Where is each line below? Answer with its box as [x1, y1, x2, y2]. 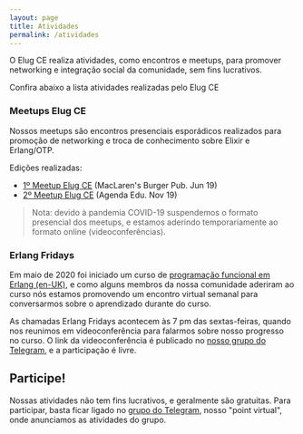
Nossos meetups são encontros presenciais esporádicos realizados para [9, 125, 282, 136]
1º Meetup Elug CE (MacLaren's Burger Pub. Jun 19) [22, 179, 218, 190]
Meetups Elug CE [9, 105, 87, 118]
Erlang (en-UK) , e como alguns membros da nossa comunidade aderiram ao [9, 278, 295, 290]
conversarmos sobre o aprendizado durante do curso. [9, 298, 211, 309]
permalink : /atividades [9, 30, 100, 39]
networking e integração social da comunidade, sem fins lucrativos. [9, 64, 263, 75]
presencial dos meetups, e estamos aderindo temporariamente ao [31, 217, 279, 227]
